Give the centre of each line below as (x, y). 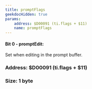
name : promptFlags (33, 28)
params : (13, 19)
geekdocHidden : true (26, 14)
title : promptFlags (25, 10)
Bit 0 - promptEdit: (24, 44)
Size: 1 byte (19, 81)
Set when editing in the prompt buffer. (44, 55)
